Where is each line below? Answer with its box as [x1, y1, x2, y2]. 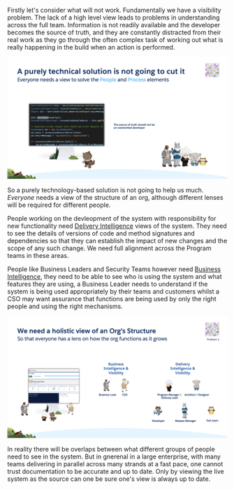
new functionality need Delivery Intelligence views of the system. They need [7, 222, 227, 230]
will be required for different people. [7, 201, 111, 209]
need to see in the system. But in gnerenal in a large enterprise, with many [7, 452, 221, 461]
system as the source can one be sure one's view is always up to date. [7, 475, 211, 483]
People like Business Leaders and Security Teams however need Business [7, 265, 221, 273]
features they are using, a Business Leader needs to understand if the [7, 280, 208, 289]
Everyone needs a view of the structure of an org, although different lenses [7, 194, 224, 202]
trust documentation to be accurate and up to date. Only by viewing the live [7, 468, 225, 476]
